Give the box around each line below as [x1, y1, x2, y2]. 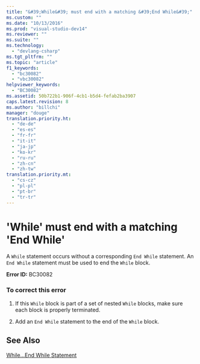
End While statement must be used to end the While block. [6, 259, 151, 266]
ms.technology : [6, 43, 45, 49]
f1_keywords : [6, 65, 39, 71]
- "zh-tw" [11, 166, 36, 172]
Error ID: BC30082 [6, 271, 53, 278]
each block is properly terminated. [14, 306, 101, 313]
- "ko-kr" [11, 149, 36, 155]
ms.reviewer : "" [6, 31, 47, 37]
